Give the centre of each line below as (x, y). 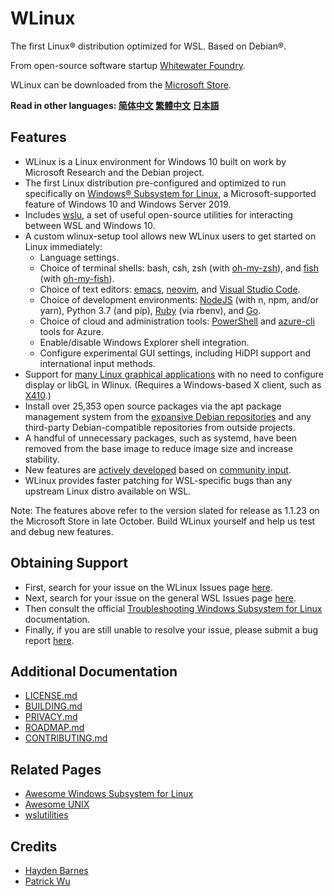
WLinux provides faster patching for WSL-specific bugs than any (158, 480)
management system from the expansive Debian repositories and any (168, 416)
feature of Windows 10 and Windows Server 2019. (128, 204)
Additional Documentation (94, 671)
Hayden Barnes (56, 870)
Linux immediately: (63, 246)
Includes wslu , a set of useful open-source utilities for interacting (159, 214)
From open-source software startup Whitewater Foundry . (128, 65)
